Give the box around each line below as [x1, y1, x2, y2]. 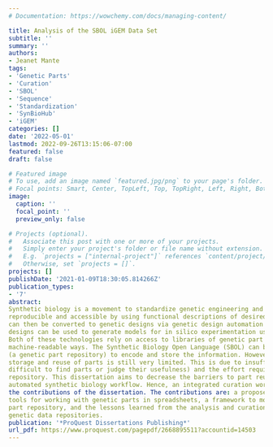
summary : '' [8, 41, 49, 50]
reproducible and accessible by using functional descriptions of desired [8, 313, 267, 321]
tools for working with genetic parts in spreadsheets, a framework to [8, 396, 256, 404]
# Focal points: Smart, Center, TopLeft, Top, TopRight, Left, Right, [8, 184, 253, 193]
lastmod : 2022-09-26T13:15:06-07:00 [8, 140, 132, 148]
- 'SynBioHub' [8, 110, 57, 118]
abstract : [8, 297, 42, 306]
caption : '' [15, 200, 57, 208]
